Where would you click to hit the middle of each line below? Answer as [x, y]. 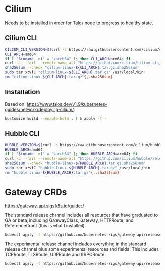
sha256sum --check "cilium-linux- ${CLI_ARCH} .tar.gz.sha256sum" [72, 68]
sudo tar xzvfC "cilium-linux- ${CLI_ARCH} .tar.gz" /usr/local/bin [74, 72]
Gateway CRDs [36, 192]
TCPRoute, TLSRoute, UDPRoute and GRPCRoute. [55, 255]
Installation [23, 92]
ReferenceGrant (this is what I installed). [46, 226]
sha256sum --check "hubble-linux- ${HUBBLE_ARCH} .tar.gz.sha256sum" [76, 163]
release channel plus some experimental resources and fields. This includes [82, 249]
